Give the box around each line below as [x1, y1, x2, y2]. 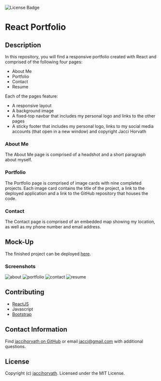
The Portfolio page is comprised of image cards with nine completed [5, 180, 142, 186]
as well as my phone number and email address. [5, 224, 102, 229]
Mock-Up [5, 238, 34, 246]
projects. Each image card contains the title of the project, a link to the [5, 185, 145, 191]
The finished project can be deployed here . [5, 251, 91, 257]
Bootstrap [12, 311, 32, 317]
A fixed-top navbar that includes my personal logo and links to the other [12, 113, 156, 119]
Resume [12, 84, 29, 89]
